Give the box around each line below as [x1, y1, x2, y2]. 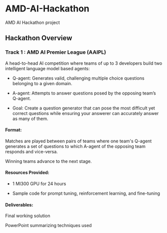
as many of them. [12, 116, 48, 121]
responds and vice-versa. [5, 148, 58, 154]
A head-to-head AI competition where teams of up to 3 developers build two [5, 60, 163, 66]
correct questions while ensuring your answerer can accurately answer [12, 110, 159, 116]
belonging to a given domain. [12, 80, 72, 86]
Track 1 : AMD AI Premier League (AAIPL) [5, 49, 106, 56]
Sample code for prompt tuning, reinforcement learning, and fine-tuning [12, 190, 161, 197]
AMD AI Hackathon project [5, 19, 60, 25]
